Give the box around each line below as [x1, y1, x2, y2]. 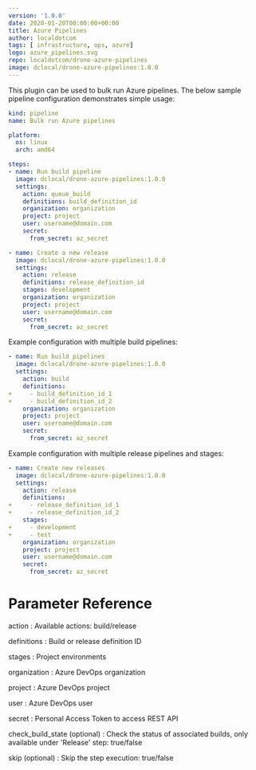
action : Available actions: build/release [8, 621, 137, 631]
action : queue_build [22, 190, 91, 198]
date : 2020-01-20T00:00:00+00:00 [8, 19, 120, 27]
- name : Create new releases [8, 464, 105, 472]
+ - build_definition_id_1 [8, 390, 112, 398]
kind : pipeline [8, 109, 59, 117]
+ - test [8, 531, 52, 539]
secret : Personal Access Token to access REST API [8, 713, 179, 723]
